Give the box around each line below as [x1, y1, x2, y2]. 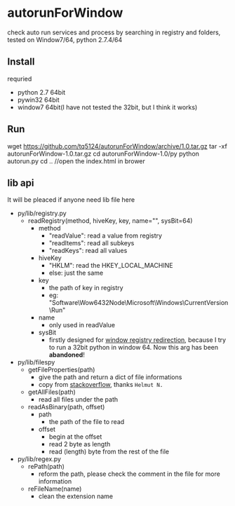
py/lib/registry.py [17, 209, 67, 218]
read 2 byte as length [48, 440, 111, 449]
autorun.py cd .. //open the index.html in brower [7, 156, 146, 165]
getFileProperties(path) [27, 366, 95, 374]
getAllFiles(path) [27, 388, 76, 397]
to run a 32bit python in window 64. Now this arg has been [48, 343, 219, 352]
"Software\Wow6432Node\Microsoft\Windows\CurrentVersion [48, 299, 229, 307]
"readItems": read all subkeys [48, 239, 135, 247]
